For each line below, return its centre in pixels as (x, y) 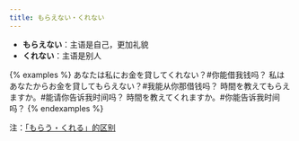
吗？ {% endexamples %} (57, 108)
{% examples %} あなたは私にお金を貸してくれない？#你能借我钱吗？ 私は (147, 75)
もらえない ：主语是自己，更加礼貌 (85, 44)
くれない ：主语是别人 (62, 56)
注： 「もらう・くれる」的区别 (62, 128)
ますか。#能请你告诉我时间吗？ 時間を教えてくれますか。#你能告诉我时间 (145, 97)
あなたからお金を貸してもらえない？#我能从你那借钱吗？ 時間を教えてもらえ (150, 85)
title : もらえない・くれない (57, 18)
